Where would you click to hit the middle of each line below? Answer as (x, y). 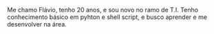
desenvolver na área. (37, 24)
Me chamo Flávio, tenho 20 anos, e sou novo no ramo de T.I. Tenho (103, 10)
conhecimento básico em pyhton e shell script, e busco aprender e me (107, 17)
